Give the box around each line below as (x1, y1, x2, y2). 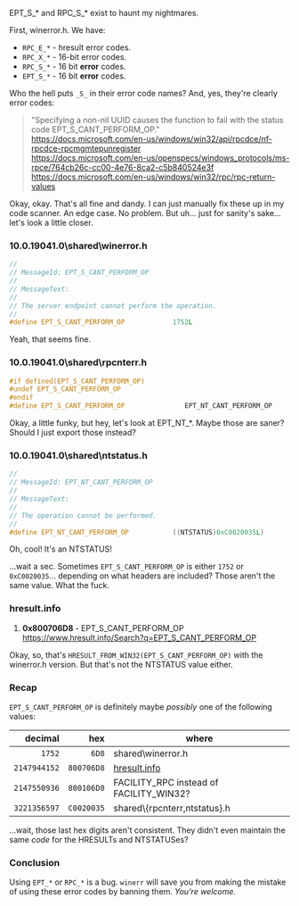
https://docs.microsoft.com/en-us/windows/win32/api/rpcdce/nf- (30, 134, 273, 144)
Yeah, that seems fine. (9, 334, 92, 345)
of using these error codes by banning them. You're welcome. (9, 886, 237, 897)
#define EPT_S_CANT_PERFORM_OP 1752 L (9, 318, 193, 327)
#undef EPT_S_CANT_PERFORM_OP (9, 385, 122, 394)
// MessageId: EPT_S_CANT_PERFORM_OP (9, 268, 149, 278)
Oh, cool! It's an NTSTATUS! (9, 544, 113, 554)
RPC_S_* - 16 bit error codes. (21, 62, 126, 71)
